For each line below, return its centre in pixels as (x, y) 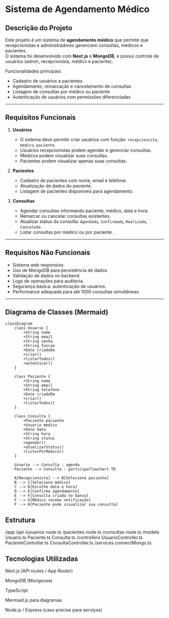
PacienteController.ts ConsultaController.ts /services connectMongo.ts (78, 543)
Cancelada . (31, 227)
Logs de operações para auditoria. (48, 281)
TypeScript (17, 590)
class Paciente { (32, 377)
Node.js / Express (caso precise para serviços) (54, 610)
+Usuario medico (40, 425)
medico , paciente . (38, 145)
